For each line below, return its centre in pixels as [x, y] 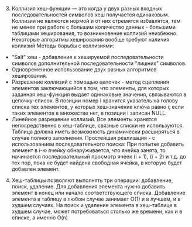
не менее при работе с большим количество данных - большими [94, 27]
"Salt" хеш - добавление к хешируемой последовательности [88, 57]
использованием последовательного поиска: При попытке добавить [98, 144]
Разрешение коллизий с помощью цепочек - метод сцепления [90, 82]
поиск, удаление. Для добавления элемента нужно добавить [88, 186]
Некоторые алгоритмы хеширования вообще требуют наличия [90, 39]
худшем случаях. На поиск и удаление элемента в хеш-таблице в [94, 205]
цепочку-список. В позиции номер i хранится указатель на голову [95, 101]
